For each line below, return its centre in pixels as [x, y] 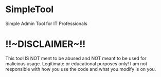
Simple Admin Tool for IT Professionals [46, 23]
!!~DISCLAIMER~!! [46, 44]
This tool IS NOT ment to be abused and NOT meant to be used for [76, 58]
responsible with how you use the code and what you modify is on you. [81, 69]
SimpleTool [30, 9]
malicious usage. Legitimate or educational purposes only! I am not [76, 63]
